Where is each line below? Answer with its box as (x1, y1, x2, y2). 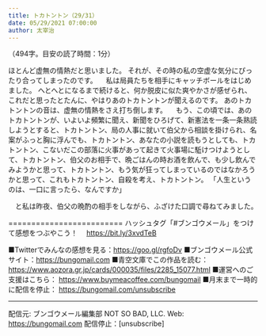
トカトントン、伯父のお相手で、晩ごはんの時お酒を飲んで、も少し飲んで (21, 155, 256, 165)
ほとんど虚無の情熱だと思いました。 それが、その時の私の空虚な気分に (8, 66, 239, 75)
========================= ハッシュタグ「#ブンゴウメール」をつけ (8, 219, 255, 228)
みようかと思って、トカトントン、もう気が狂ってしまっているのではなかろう (8, 165, 256, 174)
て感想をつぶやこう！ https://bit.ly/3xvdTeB (8, 228, 157, 238)
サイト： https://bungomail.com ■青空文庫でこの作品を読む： (8, 255, 208, 265)
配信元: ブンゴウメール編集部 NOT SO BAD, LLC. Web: (8, 309, 184, 319)
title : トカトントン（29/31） (8, 11, 99, 20)
